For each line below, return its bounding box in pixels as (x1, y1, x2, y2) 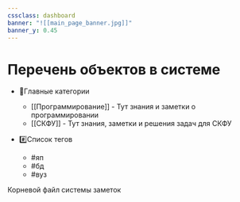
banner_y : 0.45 (7, 26, 58, 34)
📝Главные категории (18, 86, 90, 96)
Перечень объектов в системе (7, 60, 221, 78)
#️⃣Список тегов (18, 135, 73, 144)
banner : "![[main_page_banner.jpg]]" (7, 19, 133, 27)
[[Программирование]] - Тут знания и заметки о (30, 102, 196, 112)
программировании (30, 110, 99, 120)
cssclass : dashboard (7, 11, 76, 20)
